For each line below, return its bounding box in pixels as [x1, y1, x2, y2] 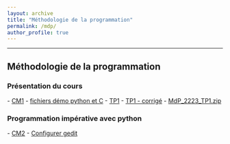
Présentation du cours [7, 81, 83, 91]
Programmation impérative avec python [7, 113, 142, 123]
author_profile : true [7, 29, 69, 36]
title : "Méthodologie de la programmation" [7, 16, 133, 23]
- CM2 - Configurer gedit [7, 129, 78, 137]
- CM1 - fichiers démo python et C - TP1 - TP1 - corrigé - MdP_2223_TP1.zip [7, 96, 222, 104]
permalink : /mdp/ [7, 23, 57, 29]
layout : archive [7, 10, 53, 17]
